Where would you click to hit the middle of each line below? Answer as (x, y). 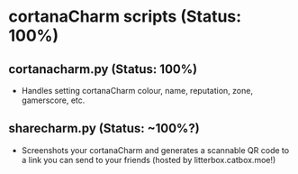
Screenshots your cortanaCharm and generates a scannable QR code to (155, 150)
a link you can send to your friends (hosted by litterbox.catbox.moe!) (149, 160)
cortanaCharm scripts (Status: (125, 17)
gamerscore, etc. (53, 100)
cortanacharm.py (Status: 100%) (103, 69)
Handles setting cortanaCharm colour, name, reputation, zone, (137, 91)
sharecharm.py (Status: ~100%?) (104, 128)
